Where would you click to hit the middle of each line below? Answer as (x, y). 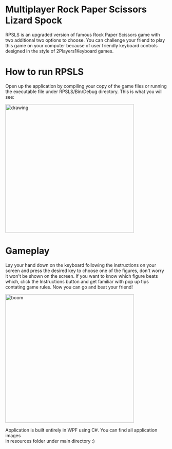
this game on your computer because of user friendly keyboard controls (82, 45)
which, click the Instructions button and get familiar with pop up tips (77, 281)
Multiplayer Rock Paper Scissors (76, 10)
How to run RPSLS (44, 72)
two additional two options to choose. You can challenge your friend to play (85, 40)
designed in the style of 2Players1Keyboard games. (60, 51)
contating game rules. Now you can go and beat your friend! (69, 287)
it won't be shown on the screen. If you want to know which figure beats (82, 276)
